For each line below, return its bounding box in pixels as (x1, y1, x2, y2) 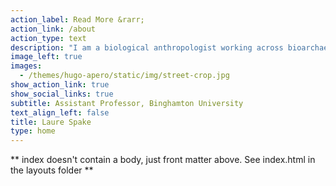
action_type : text (10, 33, 87, 43)
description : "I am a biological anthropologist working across (10, 42, 284, 53)
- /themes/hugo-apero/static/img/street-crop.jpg (19, 71, 230, 81)
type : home (10, 126, 56, 136)
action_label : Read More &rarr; (10, 14, 145, 25)
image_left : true (10, 52, 83, 62)
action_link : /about (10, 24, 97, 34)
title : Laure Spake (10, 117, 92, 127)
